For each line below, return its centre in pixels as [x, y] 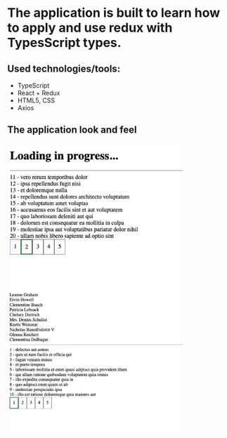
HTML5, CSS [36, 100]
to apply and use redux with [90, 28]
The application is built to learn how [113, 13]
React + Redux [39, 93]
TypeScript [33, 85]
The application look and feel [72, 130]
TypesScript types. [64, 43]
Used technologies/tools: [64, 68]
